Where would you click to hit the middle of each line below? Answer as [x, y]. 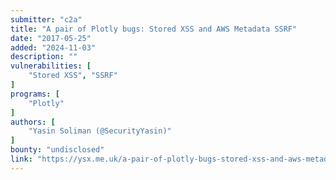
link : [21, 159]
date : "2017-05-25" [51, 38]
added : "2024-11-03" [53, 47]
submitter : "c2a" [46, 19]
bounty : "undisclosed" [57, 150]
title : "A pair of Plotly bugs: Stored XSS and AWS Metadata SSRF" [154, 29]
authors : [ [33, 122]
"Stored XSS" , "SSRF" [73, 76]
